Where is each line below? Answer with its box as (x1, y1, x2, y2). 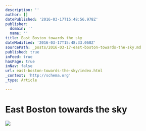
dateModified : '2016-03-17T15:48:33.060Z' (5, 40, 96, 45)
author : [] (5, 12, 28, 17)
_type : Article (5, 78, 37, 83)
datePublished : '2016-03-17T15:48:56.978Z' (5, 17, 99, 22)
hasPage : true (5, 59, 35, 64)
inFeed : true (5, 54, 33, 59)
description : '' (5, 7, 39, 13)
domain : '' (10, 26, 33, 31)
